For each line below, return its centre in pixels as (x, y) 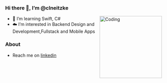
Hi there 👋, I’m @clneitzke (37, 8)
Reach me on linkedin (34, 55)
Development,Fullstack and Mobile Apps (54, 31)
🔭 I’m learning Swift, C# (36, 19)
